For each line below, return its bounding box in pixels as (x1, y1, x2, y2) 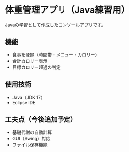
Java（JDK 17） (12, 94, 46, 100)
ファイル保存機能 (12, 142, 48, 148)
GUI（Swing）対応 (12, 136, 51, 142)
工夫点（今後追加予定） (5, 115, 77, 124)
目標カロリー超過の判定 (12, 64, 61, 70)
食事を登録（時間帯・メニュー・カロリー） (12, 51, 100, 57)
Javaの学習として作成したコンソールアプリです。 (5, 22, 106, 28)
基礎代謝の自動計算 (12, 129, 52, 135)
